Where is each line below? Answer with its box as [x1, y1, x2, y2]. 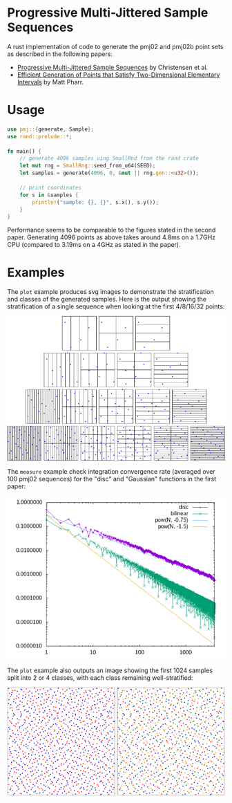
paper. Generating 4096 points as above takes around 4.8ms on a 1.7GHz [7, 233, 216, 241]
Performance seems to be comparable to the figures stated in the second [7, 226, 216, 234]
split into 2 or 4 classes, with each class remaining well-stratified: [7, 674, 193, 682]
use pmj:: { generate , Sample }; [7, 126, 95, 133]
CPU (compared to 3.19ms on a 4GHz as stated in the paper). [7, 241, 181, 249]
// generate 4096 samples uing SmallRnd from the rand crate [19, 155, 199, 162]
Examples [7, 265, 65, 281]
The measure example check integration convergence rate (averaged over [7, 468, 215, 476]
